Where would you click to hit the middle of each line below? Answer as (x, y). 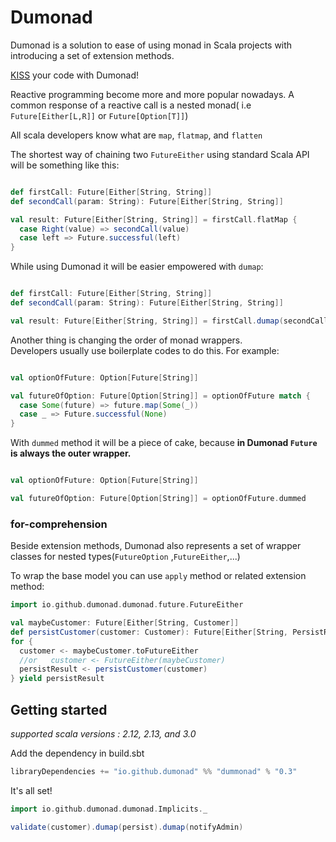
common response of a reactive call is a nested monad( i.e (131, 105)
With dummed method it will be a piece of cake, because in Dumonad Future (164, 443)
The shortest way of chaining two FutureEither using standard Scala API (160, 154)
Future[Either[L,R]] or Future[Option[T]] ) (99, 115)
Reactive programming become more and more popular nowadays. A (152, 94)
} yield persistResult (57, 679)
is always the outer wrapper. (71, 453)
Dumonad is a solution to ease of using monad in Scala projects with (151, 45)
